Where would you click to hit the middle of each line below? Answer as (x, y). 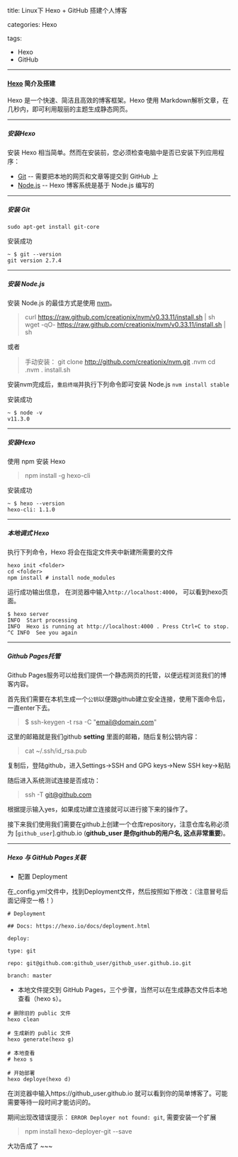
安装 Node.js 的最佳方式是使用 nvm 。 (62, 303)
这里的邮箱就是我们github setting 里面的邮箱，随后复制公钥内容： (103, 737)
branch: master (30, 976)
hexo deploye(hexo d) (39, 1079)
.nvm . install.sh (47, 370)
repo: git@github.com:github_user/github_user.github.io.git (100, 963)
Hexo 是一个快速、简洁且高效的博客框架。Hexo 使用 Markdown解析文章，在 (118, 101)
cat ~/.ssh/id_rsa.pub (56, 751)
